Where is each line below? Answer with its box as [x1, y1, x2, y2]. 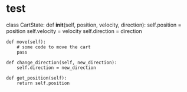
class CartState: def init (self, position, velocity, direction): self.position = [6, 21, 182, 28]
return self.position [17, 80, 70, 86]
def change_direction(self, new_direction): [6, 60, 117, 65]
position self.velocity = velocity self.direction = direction [6, 27, 143, 34]
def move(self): [6, 39, 46, 45]
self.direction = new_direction [17, 64, 96, 71]
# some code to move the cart [17, 44, 91, 50]
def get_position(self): [6, 75, 67, 81]
